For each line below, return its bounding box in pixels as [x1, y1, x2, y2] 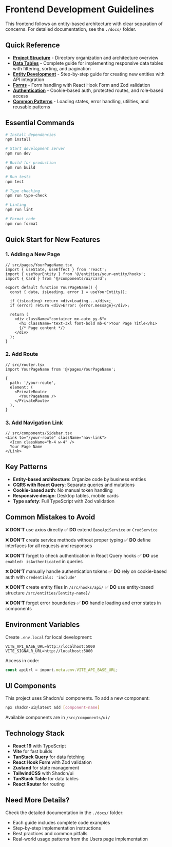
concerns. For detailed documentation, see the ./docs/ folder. [5, 26, 137, 32]
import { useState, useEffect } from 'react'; [5, 267, 107, 272]
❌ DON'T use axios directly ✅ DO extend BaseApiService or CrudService [5, 526, 158, 532]
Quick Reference [5, 41, 60, 50]
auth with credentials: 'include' [5, 574, 77, 580]
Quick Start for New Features [5, 235, 101, 244]
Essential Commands [5, 119, 75, 127]
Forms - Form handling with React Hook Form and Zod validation [12, 82, 150, 88]
